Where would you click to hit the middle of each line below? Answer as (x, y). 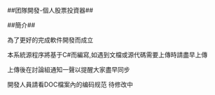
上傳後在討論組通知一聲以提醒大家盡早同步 (69, 70)
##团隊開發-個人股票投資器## (50, 10)
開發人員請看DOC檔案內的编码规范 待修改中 (70, 85)
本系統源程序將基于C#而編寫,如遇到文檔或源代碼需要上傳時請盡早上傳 (107, 55)
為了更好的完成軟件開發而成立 (50, 40)
